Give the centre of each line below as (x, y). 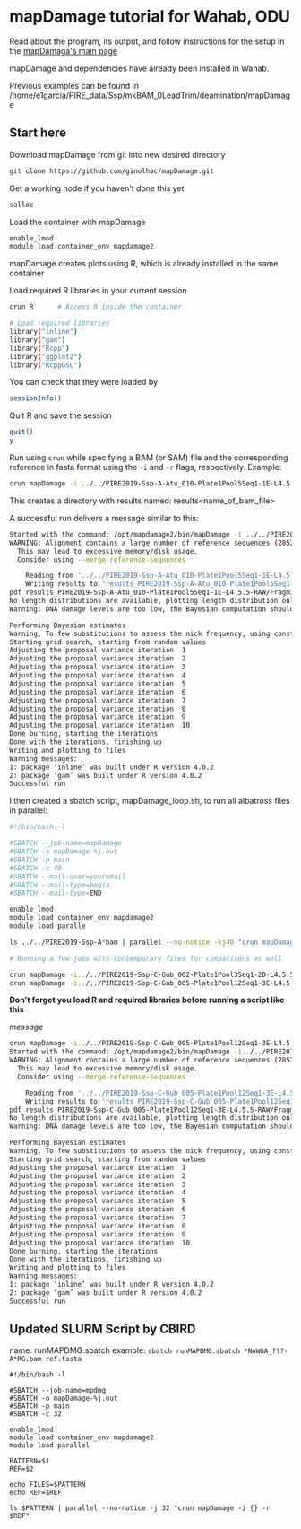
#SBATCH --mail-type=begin (60, 885)
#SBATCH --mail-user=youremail (68, 877)
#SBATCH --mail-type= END (56, 893)
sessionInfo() (36, 398)
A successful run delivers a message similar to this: (104, 518)
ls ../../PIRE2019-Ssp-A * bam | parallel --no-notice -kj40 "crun (133, 942)
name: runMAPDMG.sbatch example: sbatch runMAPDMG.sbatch (125, 1350)
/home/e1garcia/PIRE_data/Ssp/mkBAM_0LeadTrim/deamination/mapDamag (150, 95)
